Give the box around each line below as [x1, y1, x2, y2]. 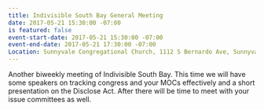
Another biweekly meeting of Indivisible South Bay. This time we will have [8, 70, 246, 79]
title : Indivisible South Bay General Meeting [8, 11, 163, 20]
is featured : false [8, 26, 72, 34]
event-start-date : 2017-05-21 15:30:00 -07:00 [8, 33, 163, 42]
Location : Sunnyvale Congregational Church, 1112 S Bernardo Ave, [8, 48, 230, 56]
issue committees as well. [8, 95, 92, 104]
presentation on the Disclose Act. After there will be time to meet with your [8, 86, 250, 95]
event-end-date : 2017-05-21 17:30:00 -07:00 [8, 41, 156, 49]
